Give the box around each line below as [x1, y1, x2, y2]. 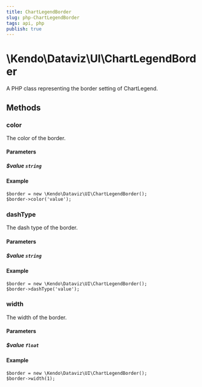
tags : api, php [6, 20, 45, 26]
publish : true [6, 25, 42, 32]
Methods [6, 103, 41, 113]
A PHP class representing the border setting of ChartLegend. [6, 85, 158, 92]
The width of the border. [6, 314, 67, 321]
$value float [6, 342, 39, 349]
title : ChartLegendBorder [6, 8, 71, 15]
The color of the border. [6, 134, 66, 141]
